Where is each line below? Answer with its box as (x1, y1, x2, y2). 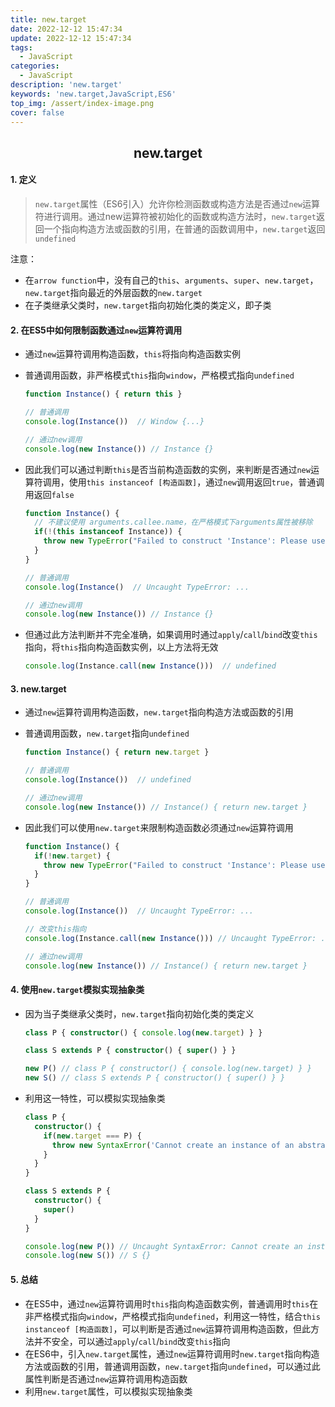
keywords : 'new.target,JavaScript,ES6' (10, 89, 177, 99)
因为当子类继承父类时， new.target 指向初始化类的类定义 (24, 1007, 255, 1020)
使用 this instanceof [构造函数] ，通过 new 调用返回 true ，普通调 (68, 476, 325, 488)
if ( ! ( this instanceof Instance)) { (34, 527, 183, 537)
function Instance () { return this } (24, 389, 183, 400)
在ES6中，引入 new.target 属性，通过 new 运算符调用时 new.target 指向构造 (24, 1347, 320, 1360)
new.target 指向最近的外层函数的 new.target (24, 286, 203, 298)
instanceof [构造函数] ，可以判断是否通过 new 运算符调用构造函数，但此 (24, 1322, 311, 1335)
